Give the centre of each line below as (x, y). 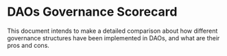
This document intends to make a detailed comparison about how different (112, 31)
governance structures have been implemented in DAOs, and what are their (113, 38)
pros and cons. (28, 45)
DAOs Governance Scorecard (92, 12)
